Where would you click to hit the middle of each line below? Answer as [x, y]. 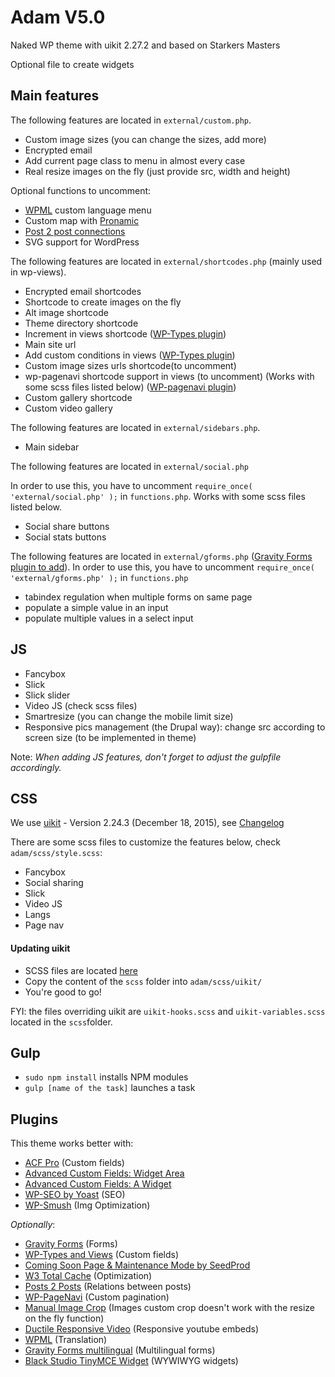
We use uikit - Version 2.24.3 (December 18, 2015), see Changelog [147, 823]
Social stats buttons [65, 537]
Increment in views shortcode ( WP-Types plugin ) [125, 333]
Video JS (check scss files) [81, 705]
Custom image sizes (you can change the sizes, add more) [145, 139]
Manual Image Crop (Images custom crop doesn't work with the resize [169, 1308]
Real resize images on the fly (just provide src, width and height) [157, 171]
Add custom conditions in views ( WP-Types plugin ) [130, 355]
